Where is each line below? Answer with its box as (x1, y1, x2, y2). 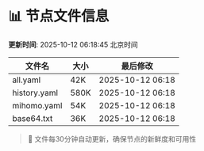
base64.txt (12, 112, 53, 123)
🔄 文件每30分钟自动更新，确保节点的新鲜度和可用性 (27, 134, 197, 143)
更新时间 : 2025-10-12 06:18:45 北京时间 (8, 40, 138, 49)
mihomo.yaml (12, 100, 63, 111)
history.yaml (12, 87, 58, 98)
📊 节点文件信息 (8, 7, 110, 25)
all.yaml (12, 74, 41, 85)
